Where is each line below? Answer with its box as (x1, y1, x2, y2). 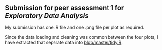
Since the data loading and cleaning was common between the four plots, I (5, 34, 158, 40)
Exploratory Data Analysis (5, 12, 89, 20)
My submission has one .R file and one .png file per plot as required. (5, 25, 145, 30)
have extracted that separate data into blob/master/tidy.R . (5, 39, 123, 45)
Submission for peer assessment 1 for (5, 4, 124, 12)
